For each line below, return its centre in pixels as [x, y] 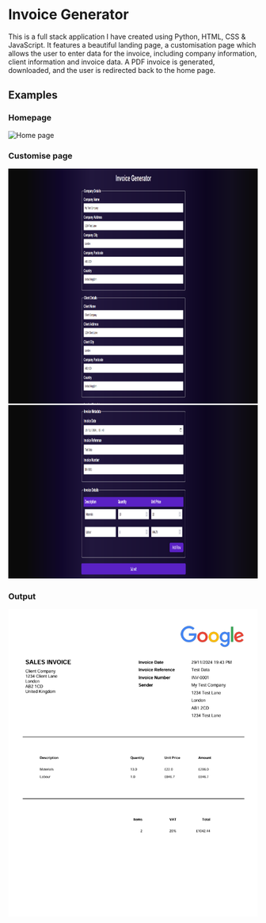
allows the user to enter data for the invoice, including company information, [133, 53]
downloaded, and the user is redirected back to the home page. [112, 70]
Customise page [40, 155]
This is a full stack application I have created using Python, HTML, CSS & [127, 36]
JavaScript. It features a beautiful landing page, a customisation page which [132, 44]
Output [22, 596]
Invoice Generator [68, 15]
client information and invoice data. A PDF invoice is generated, [112, 62]
